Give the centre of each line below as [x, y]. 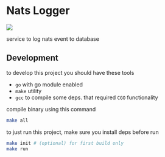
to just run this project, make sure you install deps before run [83, 132]
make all [17, 120]
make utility [28, 91]
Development [33, 58]
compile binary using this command [51, 109]
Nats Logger [38, 11]
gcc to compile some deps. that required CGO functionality [86, 97]
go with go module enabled [49, 84]
